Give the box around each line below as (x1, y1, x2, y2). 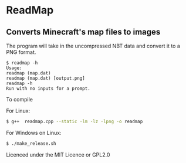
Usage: (6, 65, 22, 71)
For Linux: (6, 107, 31, 114)
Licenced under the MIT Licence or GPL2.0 (6, 151, 110, 158)
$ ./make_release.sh (6, 140, 57, 147)
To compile (6, 96, 33, 103)
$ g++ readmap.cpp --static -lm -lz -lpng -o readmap (6, 118, 143, 124)
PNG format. (6, 49, 36, 56)
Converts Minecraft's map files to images (6, 27, 161, 37)
